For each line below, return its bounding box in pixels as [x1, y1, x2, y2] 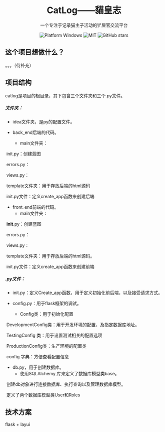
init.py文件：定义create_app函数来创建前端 [6, 263, 94, 269]
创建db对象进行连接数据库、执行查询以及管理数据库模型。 [6, 381, 126, 387]
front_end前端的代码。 [12, 204, 59, 210]
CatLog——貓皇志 [46, 5, 121, 16]
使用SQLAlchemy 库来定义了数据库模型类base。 [19, 370, 119, 376]
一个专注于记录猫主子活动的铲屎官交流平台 [40, 22, 128, 28]
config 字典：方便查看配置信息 [6, 353, 69, 359]
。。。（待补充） [5, 62, 34, 68]
